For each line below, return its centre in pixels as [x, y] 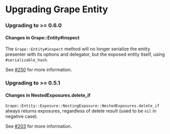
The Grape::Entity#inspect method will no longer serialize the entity [78, 49]
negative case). [22, 117]
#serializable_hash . [27, 60]
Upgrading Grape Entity [57, 9]
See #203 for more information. [39, 126]
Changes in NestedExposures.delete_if [48, 95]
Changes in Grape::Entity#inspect [42, 37]
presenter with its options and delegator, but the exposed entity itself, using [85, 54]
